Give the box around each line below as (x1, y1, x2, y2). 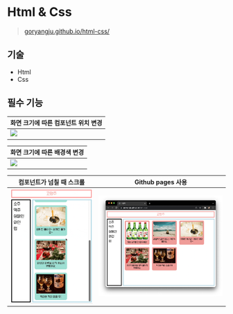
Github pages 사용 (134, 177, 187, 186)
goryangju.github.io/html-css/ (24, 27, 110, 35)
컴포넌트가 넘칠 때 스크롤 (18, 177, 85, 186)
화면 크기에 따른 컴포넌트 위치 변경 (10, 119, 103, 127)
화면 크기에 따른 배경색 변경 (10, 148, 85, 157)
